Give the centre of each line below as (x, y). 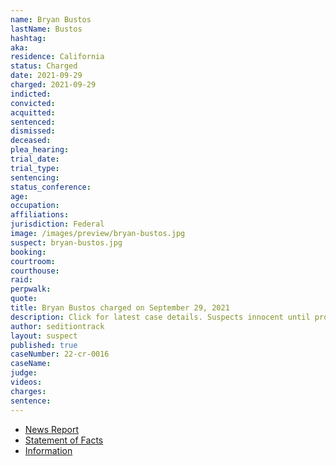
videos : (26, 382)
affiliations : (40, 215)
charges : (28, 391)
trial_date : (35, 159)
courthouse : (35, 271)
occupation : (35, 206)
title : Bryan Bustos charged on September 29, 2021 (120, 308)
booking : (28, 252)
